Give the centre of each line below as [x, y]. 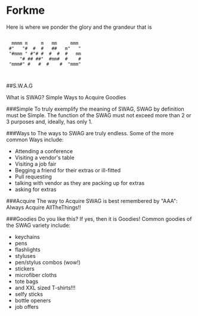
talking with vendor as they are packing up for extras [80, 183]
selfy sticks [29, 294]
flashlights [27, 250]
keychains [27, 236]
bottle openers [33, 300]
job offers [27, 306]
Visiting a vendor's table [44, 157]
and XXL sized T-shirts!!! [45, 287]
